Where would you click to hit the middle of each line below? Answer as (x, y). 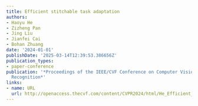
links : (14, 83)
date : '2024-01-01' (30, 50)
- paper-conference (30, 66)
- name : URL (21, 88)
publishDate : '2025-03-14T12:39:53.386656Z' (62, 55)
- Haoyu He (19, 22)
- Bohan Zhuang (25, 45)
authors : (17, 17)
